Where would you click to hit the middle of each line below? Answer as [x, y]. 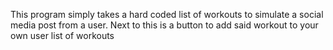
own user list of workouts [62, 35]
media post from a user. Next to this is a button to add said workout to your [164, 25]
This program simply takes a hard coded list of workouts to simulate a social [167, 14]
